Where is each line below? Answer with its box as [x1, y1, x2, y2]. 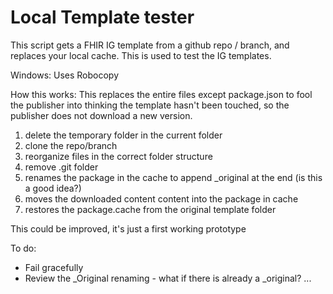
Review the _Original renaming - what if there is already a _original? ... [24, 272, 312, 284]
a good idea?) [24, 182, 82, 194]
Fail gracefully [24, 261, 84, 273]
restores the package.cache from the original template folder [24, 203, 277, 215]
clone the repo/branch [24, 139, 118, 151]
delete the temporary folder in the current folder [24, 129, 223, 141]
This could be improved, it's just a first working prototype [10, 222, 247, 235]
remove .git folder [24, 161, 99, 173]
